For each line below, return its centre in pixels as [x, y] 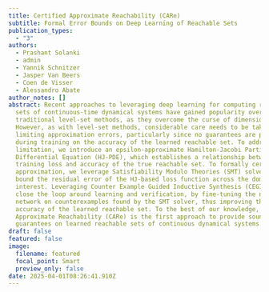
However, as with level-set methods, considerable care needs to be [132, 127]
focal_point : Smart [48, 261]
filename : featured [48, 254]
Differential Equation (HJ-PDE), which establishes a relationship [130, 157]
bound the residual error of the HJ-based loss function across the [132, 180]
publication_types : [41, 30]
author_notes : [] [37, 98]
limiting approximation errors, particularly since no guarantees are [136, 134]
